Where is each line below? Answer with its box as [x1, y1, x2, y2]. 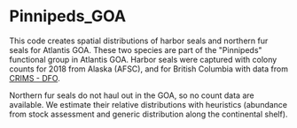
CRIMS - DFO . [9, 72, 60, 83]
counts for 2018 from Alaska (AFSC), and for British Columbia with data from [9, 64, 288, 74]
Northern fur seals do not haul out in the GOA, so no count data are [9, 90, 254, 101]
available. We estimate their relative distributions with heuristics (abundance [9, 99, 288, 109]
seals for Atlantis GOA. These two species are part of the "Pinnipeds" [9, 44, 263, 55]
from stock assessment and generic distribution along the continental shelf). [9, 109, 288, 119]
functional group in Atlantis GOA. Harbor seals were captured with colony [9, 54, 277, 64]
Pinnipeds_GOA [9, 6, 127, 26]
